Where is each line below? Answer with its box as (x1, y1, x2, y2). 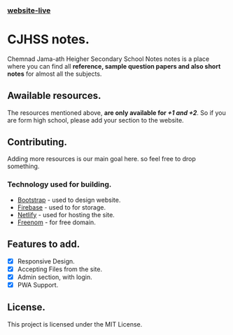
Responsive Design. (17, 257, 75, 265)
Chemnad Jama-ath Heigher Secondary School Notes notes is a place (7, 55, 210, 63)
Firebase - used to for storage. (17, 203, 106, 212)
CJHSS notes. (7, 32, 90, 48)
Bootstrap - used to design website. (17, 196, 121, 204)
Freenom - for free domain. (17, 218, 96, 226)
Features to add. (7, 238, 80, 250)
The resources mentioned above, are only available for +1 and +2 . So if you (7, 108, 226, 117)
